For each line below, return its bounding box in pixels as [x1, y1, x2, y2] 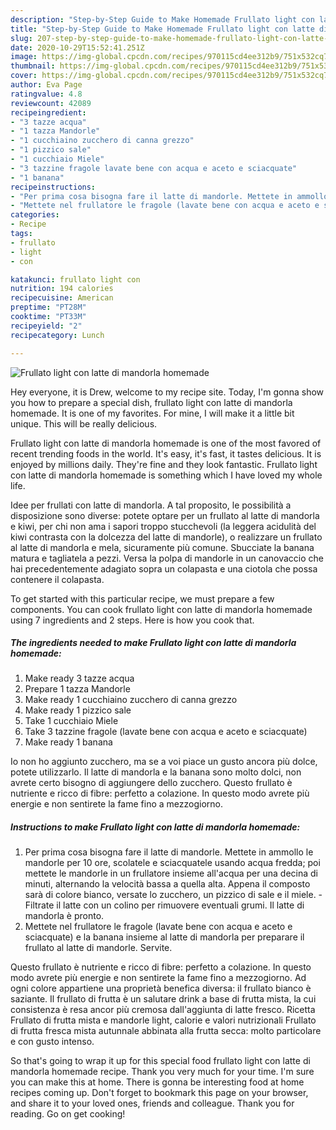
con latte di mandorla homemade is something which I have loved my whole [10, 469, 323, 481]
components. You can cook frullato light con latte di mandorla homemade [10, 603, 313, 615]
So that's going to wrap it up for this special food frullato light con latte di [10, 1055, 311, 1067]
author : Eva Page [10, 80, 83, 90]
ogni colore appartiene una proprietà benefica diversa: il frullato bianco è [10, 982, 312, 995]
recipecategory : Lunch [10, 330, 105, 340]
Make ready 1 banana [24, 736, 113, 748]
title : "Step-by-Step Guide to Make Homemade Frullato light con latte [10, 24, 315, 34]
